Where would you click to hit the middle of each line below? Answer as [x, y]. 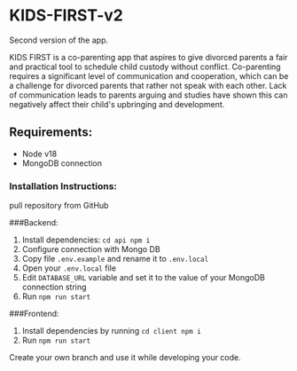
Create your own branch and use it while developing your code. [125, 358]
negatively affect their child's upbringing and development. [117, 104]
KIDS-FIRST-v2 [66, 16]
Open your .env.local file [69, 268]
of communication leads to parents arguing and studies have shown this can [148, 95]
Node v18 [39, 154]
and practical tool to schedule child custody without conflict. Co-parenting [145, 67]
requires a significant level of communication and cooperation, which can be [149, 75]
